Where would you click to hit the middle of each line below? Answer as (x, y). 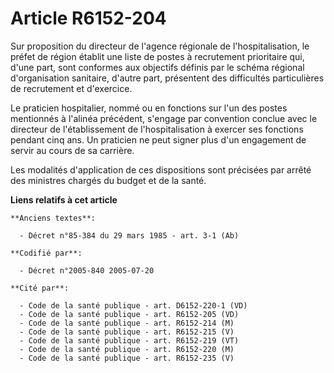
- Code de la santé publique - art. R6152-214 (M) (127, 323)
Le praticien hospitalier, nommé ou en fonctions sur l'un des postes (149, 108)
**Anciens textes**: (53, 218)
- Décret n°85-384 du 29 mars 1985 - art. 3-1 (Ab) (129, 235)
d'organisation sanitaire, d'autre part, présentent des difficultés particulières (167, 78)
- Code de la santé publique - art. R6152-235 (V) (127, 358)
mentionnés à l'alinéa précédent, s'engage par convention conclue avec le (164, 118)
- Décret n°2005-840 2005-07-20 (87, 270)
